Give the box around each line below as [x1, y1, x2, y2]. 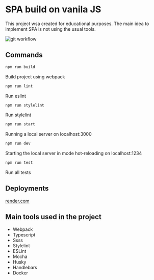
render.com [5, 198, 30, 204]
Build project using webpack [5, 73, 65, 80]
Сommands [5, 51, 43, 59]
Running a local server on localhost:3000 [5, 131, 92, 137]
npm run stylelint [5, 102, 44, 108]
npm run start [5, 122, 36, 127]
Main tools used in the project [5, 212, 102, 221]
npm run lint [5, 83, 33, 89]
